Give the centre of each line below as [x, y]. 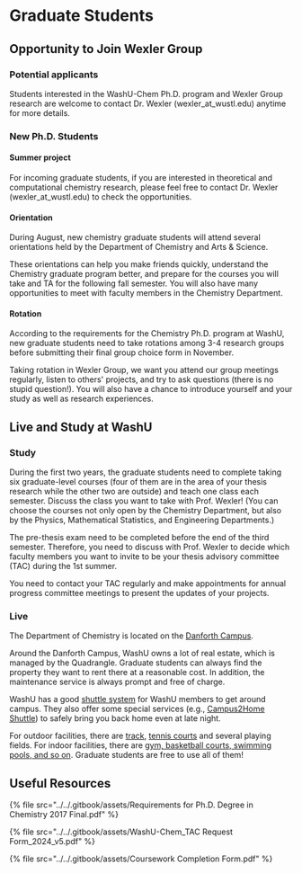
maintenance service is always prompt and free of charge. [117, 682]
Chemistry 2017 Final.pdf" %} [64, 815]
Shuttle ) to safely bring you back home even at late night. [115, 718]
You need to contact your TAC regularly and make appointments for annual [148, 583]
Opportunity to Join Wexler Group [106, 49]
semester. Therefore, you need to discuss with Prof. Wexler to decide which [150, 547]
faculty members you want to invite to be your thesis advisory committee [145, 557]
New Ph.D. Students [54, 136]
